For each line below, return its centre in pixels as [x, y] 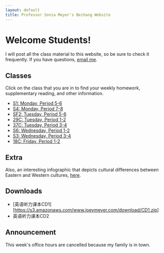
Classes [18, 75]
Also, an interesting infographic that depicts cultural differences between [82, 170]
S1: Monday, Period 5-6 [37, 103]
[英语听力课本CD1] [32, 204]
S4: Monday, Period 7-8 [38, 109]
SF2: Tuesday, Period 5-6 [39, 114]
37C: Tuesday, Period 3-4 [40, 125]
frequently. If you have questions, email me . [51, 60]
